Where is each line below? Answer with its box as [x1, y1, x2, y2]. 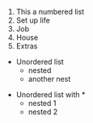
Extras [15, 41, 38, 51]
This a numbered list [15, 7, 85, 16]
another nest [27, 74, 71, 83]
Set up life [15, 15, 50, 25]
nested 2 [27, 107, 58, 117]
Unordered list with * [15, 90, 86, 100]
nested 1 [27, 99, 57, 108]
